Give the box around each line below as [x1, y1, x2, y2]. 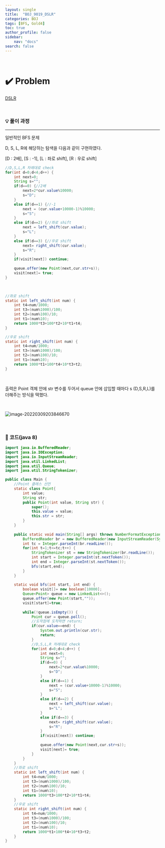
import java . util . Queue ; [5, 464, 56, 469]
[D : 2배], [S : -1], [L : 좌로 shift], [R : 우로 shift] [5, 156, 97, 161]
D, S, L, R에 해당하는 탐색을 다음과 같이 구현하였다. [5, 145, 102, 151]
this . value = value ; [31, 509, 74, 514]
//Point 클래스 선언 [14, 482, 51, 487]
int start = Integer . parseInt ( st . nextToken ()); [31, 555, 131, 560]
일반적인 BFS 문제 [5, 134, 40, 140]
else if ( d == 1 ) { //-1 [14, 202, 56, 207]
